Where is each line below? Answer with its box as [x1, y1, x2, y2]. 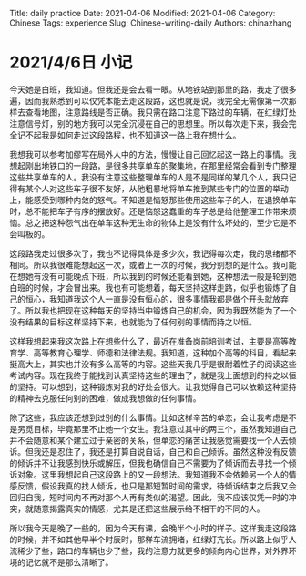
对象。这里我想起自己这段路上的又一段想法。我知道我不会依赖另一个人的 [16, 468, 289, 479]
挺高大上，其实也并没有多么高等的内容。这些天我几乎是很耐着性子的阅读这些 [9, 358, 297, 369]
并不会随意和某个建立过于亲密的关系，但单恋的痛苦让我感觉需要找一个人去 [9, 435, 289, 446]
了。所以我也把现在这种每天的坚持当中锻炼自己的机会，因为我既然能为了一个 [9, 304, 297, 315]
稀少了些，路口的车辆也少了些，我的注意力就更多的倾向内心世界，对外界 [16, 545, 289, 556]
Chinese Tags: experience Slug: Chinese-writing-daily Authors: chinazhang [9, 17, 292, 28]
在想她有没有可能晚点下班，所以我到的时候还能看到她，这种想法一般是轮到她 [9, 271, 297, 282]
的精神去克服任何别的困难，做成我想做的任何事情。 [9, 392, 201, 404]
